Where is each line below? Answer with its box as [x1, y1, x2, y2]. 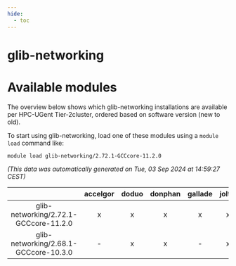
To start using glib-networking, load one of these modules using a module [7, 131, 219, 139]
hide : [7, 10, 23, 18]
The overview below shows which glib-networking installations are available [7, 103, 228, 111]
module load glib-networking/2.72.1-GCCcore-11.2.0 [7, 152, 162, 159]
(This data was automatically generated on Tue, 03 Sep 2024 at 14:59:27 [7, 165, 220, 173]
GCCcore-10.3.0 [15, 247, 73, 257]
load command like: [7, 139, 65, 147]
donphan [150, 189, 181, 198]
